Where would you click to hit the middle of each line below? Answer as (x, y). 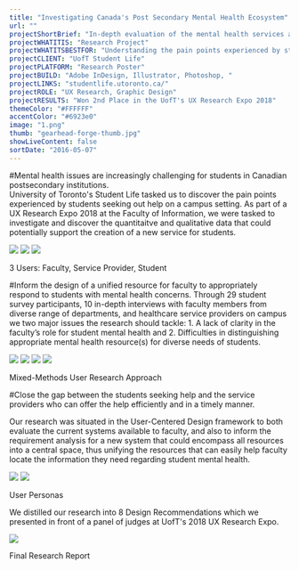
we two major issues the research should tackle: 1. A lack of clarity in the (142, 322)
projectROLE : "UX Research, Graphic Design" (93, 92)
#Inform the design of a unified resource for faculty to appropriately (133, 285)
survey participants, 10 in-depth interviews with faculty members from (138, 304)
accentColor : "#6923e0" (53, 117)
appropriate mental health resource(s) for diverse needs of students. (135, 342)
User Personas (36, 494)
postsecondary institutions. (59, 184)
